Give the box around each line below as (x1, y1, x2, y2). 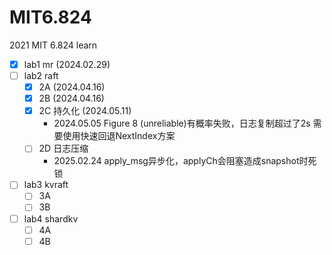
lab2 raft (23, 70, 59, 81)
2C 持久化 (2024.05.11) (38, 105, 132, 117)
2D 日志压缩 (38, 142, 89, 155)
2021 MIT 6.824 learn (9, 39, 98, 51)
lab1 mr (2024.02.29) (23, 58, 111, 70)
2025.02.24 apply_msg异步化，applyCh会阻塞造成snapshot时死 (53, 155, 317, 167)
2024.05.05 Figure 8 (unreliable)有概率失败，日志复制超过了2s (53, 117, 311, 130)
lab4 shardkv (23, 212, 79, 225)
